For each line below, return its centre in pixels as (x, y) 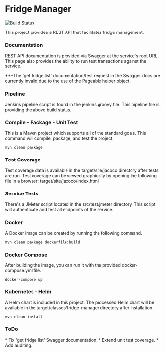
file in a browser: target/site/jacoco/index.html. (52, 181)
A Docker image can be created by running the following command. (74, 233)
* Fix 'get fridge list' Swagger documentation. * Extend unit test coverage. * (82, 340)
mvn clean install (24, 317)
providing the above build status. (38, 110)
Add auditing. (19, 345)
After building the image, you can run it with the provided (63, 265)
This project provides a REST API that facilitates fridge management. (75, 32)
